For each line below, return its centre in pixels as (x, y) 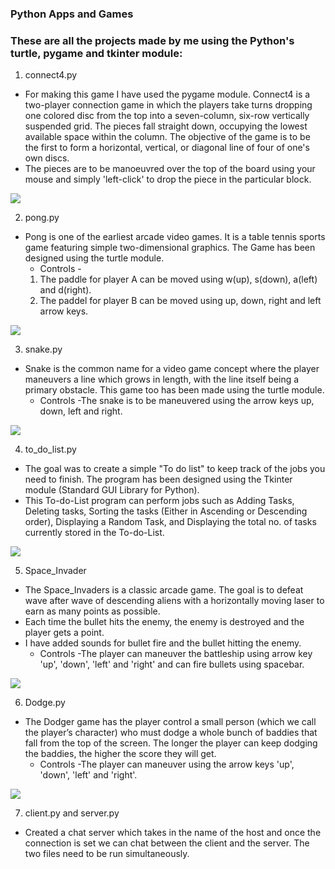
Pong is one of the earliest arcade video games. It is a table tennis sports (175, 237)
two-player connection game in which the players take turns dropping (168, 105)
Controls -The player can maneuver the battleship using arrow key (176, 654)
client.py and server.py (72, 813)
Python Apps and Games (72, 14)
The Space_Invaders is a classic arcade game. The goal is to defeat (164, 590)
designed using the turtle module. (94, 258)
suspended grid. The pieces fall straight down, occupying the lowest (166, 126)
